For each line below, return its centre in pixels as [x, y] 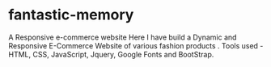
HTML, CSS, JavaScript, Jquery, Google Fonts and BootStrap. [111, 54]
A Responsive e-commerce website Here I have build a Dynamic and [123, 37]
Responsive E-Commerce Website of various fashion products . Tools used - [136, 45]
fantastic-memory [71, 15]
